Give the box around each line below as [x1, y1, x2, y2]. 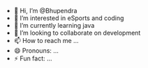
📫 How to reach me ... [13, 37, 79, 44]
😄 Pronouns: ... [13, 46, 59, 55]
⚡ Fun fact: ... [13, 54, 52, 62]
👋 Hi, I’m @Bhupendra [13, 7, 77, 15]
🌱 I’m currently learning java [13, 22, 95, 29]
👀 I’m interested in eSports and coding [13, 14, 124, 22]
